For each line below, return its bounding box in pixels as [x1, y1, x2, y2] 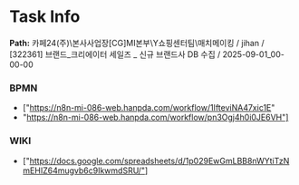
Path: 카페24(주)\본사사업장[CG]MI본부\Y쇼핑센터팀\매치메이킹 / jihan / [9, 37, 265, 48]
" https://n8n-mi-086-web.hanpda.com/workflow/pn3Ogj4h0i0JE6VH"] [22, 112, 289, 123]
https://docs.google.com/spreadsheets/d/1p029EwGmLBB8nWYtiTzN [29, 155, 290, 166]
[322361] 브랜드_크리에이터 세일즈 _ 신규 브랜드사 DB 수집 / [9, 48, 221, 60]
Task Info [9, 6, 81, 27]
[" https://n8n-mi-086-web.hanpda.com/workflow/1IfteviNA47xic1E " [22, 102, 275, 113]
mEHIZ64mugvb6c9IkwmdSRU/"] [22, 165, 149, 176]
